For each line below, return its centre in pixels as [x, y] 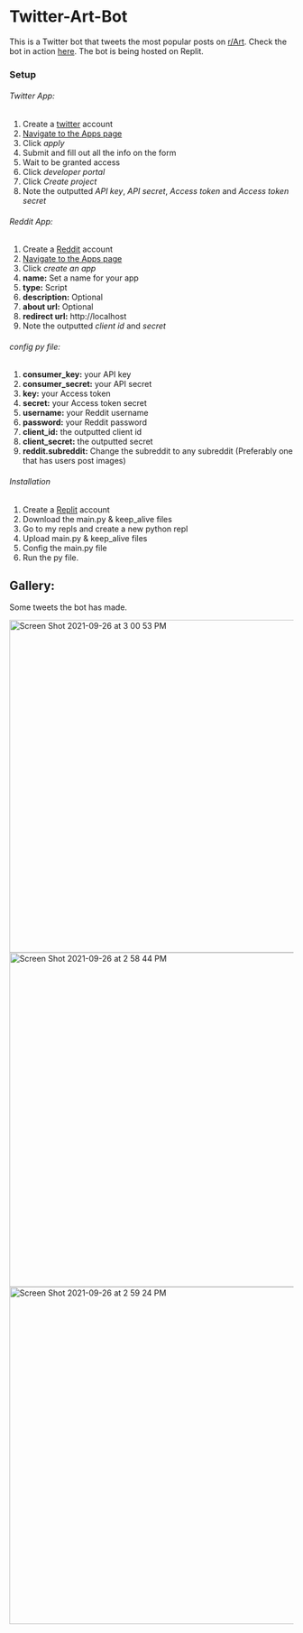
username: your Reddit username [85, 413]
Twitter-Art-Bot [69, 17]
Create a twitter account [67, 125]
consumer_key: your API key [77, 374]
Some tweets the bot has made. [69, 607]
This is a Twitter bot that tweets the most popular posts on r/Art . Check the [148, 42]
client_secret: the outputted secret [87, 442]
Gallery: [32, 586]
